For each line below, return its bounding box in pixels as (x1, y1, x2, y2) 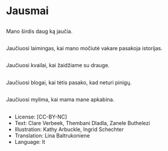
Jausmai (6, 4, 49, 18)
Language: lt (14, 138, 45, 145)
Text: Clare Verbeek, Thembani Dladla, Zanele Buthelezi (14, 119, 150, 126)
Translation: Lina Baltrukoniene (14, 132, 90, 139)
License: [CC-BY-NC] (14, 113, 67, 120)
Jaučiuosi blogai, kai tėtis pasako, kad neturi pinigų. (6, 78, 132, 86)
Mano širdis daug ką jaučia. (6, 28, 73, 35)
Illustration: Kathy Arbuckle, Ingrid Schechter (14, 126, 124, 133)
